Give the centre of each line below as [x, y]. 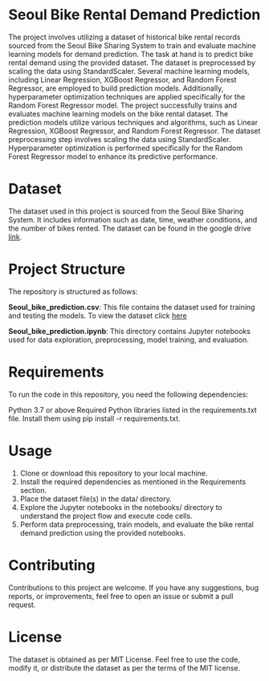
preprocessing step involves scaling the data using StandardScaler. [120, 139]
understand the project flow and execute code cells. [106, 516]
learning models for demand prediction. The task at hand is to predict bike [131, 54]
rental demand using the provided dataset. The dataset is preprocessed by [132, 63]
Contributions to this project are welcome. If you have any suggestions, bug [134, 587]
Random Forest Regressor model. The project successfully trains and [122, 105]
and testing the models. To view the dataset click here [98, 316]
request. [22, 605]
